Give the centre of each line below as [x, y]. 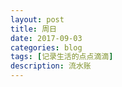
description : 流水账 [51, 66]
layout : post [37, 19]
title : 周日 [33, 29]
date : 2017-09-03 [46, 38]
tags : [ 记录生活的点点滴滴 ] [62, 57]
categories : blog [46, 47]
